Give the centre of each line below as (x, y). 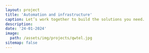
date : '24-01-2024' (26, 29)
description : (19, 24)
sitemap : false (21, 43)
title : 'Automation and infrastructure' (49, 15)
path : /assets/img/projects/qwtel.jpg (51, 38)
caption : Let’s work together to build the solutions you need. (75, 19)
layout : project (22, 10)
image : (12, 33)
